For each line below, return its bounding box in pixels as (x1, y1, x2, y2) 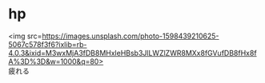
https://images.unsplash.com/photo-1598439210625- (42, 31, 219, 41)
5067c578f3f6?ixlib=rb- (8, 39, 87, 49)
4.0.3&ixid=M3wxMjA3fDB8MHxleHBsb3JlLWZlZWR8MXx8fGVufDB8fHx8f (8, 48, 258, 57)
